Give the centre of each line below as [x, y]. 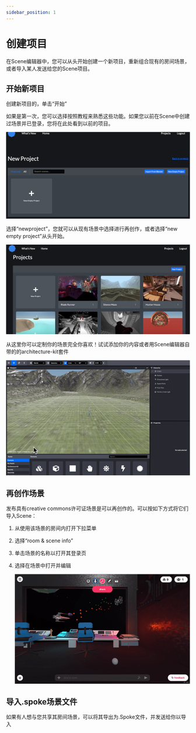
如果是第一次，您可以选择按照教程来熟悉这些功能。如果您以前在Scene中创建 [98, 116]
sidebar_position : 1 [31, 12]
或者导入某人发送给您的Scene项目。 [50, 68]
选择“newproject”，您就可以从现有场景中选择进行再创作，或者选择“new [92, 229]
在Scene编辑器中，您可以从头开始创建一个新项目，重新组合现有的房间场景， [98, 61]
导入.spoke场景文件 [42, 702]
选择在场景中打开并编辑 [43, 566]
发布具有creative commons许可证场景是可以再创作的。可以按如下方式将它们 [97, 508]
